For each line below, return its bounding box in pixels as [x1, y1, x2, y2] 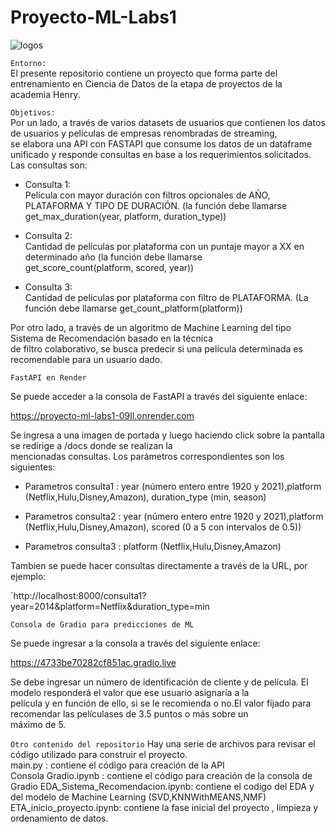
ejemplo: [10, 570, 47, 582]
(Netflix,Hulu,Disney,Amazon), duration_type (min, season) [24, 491, 267, 503]
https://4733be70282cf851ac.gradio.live [10, 656, 177, 668]
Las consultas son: [10, 159, 88, 171]
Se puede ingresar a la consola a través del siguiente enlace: [10, 637, 261, 649]
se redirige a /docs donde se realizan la [10, 439, 173, 451]
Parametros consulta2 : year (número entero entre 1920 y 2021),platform [24, 510, 324, 522]
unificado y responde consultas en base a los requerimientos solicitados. [10, 148, 312, 160]
